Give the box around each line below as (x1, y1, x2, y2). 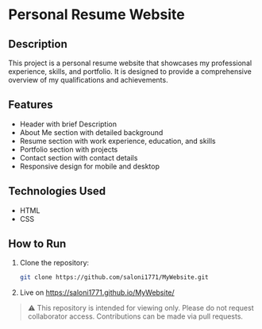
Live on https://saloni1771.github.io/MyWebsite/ (19, 288, 175, 297)
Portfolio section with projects (19, 145, 118, 154)
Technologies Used (8, 184, 106, 198)
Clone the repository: (19, 258, 90, 268)
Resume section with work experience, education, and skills (19, 136, 216, 145)
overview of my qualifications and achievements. (8, 75, 168, 84)
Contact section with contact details (19, 153, 138, 162)
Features (8, 98, 53, 112)
